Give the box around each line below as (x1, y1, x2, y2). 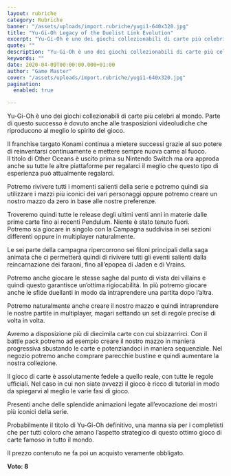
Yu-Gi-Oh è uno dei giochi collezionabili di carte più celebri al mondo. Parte (7, 112, 221, 121)
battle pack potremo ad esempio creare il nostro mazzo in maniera (7, 337, 195, 345)
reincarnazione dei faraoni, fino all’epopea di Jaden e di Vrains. (7, 260, 186, 269)
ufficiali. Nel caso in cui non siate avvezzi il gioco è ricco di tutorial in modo (7, 380, 220, 388)
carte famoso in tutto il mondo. (7, 435, 94, 444)
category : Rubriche (7, 17, 63, 23)
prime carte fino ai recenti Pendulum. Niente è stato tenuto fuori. (7, 218, 190, 226)
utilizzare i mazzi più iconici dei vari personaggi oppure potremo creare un (7, 190, 218, 198)
